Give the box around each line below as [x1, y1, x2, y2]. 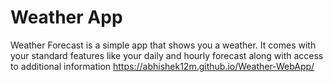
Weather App [10, 6, 123, 29]
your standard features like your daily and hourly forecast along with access [10, 49, 324, 61]
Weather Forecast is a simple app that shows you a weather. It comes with [10, 39, 317, 51]
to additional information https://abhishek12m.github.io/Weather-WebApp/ [10, 60, 315, 72]
